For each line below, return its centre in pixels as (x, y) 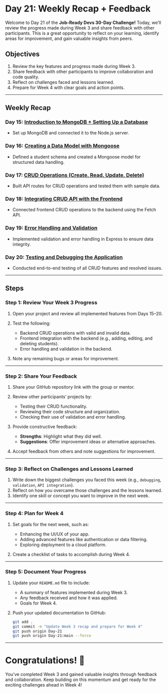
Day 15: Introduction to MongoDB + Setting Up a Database (77, 122)
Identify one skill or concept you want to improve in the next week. (81, 496)
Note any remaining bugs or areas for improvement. (65, 358)
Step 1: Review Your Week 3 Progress (51, 303)
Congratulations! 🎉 (45, 661)
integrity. (21, 244)
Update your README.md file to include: (51, 583)
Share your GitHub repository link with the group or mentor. (73, 387)
